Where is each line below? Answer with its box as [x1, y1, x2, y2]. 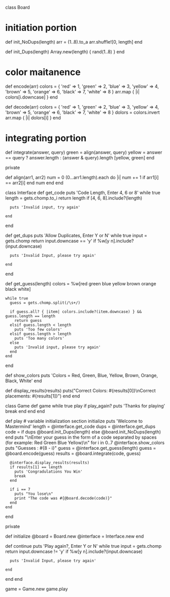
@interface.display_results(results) [10, 460, 90, 465]
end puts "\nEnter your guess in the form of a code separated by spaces [5, 434, 157, 440]
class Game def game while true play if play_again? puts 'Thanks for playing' [5, 403, 165, 409]
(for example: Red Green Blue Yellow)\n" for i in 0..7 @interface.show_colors [5, 439, 165, 446]
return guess [14, 318, 42, 323]
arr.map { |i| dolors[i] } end [5, 114, 61, 121]
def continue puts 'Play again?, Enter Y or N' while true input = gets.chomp [5, 543, 162, 549]
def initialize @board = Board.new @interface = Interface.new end [5, 533, 144, 539]
